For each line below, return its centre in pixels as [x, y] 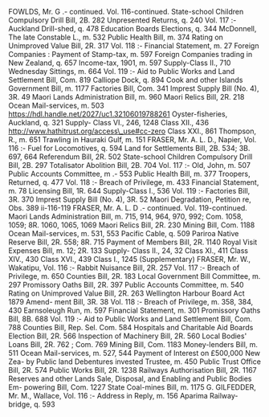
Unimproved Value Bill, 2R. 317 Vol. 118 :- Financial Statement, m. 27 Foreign [134, 46]
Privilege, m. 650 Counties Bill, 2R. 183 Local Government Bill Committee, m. [134, 276]
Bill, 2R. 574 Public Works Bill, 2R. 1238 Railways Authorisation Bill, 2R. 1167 [132, 370]
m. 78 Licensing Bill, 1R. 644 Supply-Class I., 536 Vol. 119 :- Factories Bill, [129, 191]
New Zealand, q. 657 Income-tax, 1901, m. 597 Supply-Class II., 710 [120, 63]
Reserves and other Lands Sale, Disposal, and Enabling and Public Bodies [130, 378]
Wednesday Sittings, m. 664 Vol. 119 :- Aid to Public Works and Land [122, 71]
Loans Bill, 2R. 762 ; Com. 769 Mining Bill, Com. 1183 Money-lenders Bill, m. [133, 344]
